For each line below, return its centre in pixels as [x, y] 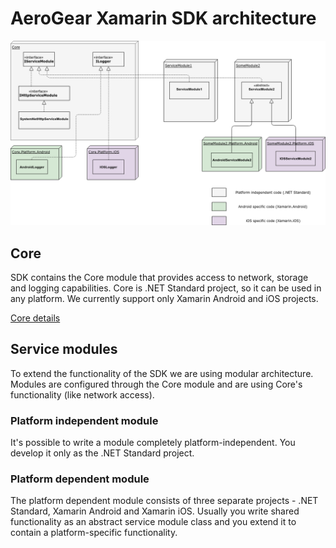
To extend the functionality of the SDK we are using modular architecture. [162, 373]
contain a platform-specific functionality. [94, 533]
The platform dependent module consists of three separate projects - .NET [164, 501]
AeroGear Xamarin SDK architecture [163, 18]
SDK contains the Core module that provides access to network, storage [159, 278]
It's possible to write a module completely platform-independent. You [153, 443]
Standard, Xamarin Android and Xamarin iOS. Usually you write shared [155, 511]
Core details [35, 318]
